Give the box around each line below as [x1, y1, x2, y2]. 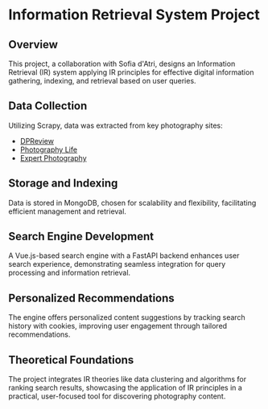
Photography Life [19, 145, 78, 154]
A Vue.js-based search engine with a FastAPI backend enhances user [8, 251, 240, 260]
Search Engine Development [8, 230, 155, 243]
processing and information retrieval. [8, 268, 131, 278]
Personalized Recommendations [8, 291, 175, 305]
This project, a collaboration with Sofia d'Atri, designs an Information [8, 59, 236, 68]
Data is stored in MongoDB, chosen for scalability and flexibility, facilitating [8, 198, 257, 207]
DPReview [19, 136, 55, 145]
